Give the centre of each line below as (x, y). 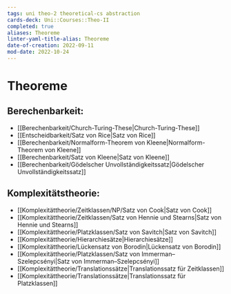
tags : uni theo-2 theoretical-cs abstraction (73, 13)
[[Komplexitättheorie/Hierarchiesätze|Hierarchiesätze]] (95, 239)
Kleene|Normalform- (176, 143)
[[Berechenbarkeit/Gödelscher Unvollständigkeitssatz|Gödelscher (111, 164)
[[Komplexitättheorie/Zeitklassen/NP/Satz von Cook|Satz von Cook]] (114, 210)
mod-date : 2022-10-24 (38, 52)
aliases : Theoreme (33, 33)
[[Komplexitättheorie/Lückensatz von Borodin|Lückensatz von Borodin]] (119, 246)
